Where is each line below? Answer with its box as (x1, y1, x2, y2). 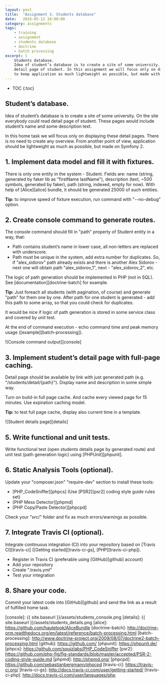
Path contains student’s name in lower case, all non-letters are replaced (12, 244, 159, 250)
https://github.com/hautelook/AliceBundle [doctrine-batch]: (5, 625, 126, 631)
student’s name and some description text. (5, 123, 92, 129)
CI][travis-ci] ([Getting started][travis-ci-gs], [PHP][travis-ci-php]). (5, 546, 141, 552)
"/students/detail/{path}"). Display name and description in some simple (5, 380, 152, 386)
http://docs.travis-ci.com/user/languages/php (22, 672, 116, 678)
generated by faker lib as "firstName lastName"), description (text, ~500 (5, 176, 152, 182)
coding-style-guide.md (5, 656, 52, 662)
